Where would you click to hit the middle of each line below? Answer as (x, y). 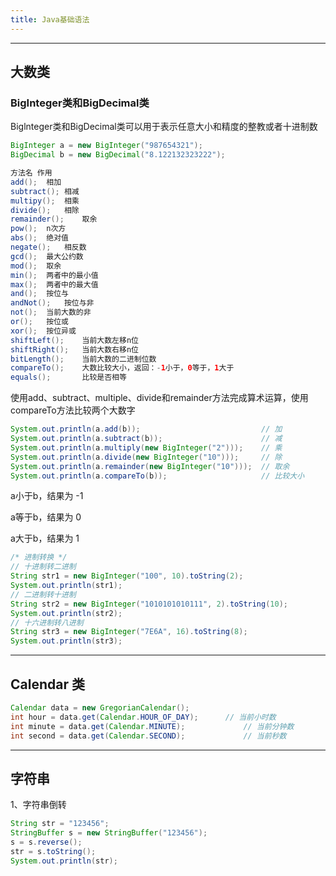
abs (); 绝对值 (39, 238)
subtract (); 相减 (45, 191)
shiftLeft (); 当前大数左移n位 (74, 340)
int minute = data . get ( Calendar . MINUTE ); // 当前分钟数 (152, 726)
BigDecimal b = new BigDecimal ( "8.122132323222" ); (118, 155)
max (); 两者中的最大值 (54, 284)
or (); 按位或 (39, 322)
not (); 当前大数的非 (51, 312)
